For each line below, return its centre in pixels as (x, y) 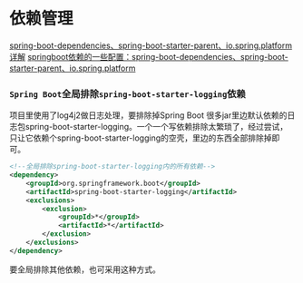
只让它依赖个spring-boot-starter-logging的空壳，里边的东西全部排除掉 (141, 138)
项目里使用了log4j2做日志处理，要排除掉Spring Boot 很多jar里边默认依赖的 (148, 115)
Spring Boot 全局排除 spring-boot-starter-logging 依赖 (128, 93)
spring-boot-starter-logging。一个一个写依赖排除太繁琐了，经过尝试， (156, 127)
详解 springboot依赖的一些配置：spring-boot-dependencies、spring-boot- (149, 56)
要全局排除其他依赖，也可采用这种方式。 (85, 269)
